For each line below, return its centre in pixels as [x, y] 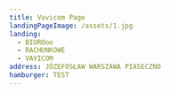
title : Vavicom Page [48, 17]
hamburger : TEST [39, 75]
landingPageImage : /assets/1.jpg [71, 26]
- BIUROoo [35, 42]
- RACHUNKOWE [41, 50]
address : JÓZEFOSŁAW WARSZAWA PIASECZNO [85, 67]
